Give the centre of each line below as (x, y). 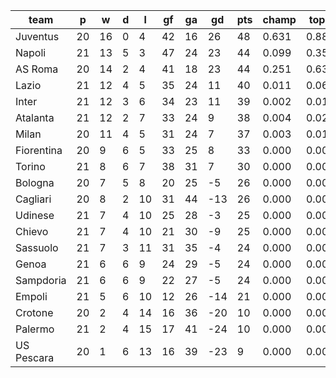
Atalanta (35, 117)
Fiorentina (39, 150)
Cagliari (33, 199)
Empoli (31, 296)
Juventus (37, 36)
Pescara (35, 357)
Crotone (34, 312)
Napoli (31, 52)
